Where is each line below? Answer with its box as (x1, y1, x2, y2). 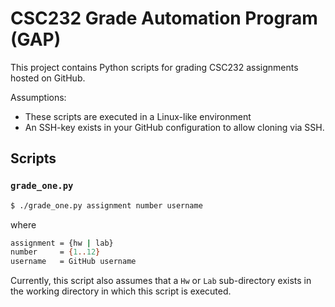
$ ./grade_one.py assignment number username (10, 200, 203, 211)
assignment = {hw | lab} (10, 238, 114, 248)
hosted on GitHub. (10, 72, 86, 84)
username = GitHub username (10, 257, 137, 267)
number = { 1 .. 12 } (10, 247, 101, 257)
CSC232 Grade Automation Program (10, 7, 318, 30)
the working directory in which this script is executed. (10, 285, 232, 297)
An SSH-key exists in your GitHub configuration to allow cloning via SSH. (24, 121, 325, 133)
